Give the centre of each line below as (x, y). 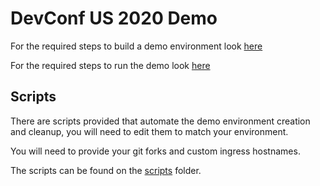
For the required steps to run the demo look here (110, 65)
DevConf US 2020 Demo (114, 18)
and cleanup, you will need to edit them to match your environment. (149, 131)
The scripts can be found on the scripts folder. (106, 170)
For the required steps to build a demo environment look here (136, 46)
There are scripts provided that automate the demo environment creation (160, 121)
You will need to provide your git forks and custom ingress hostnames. (155, 151)
